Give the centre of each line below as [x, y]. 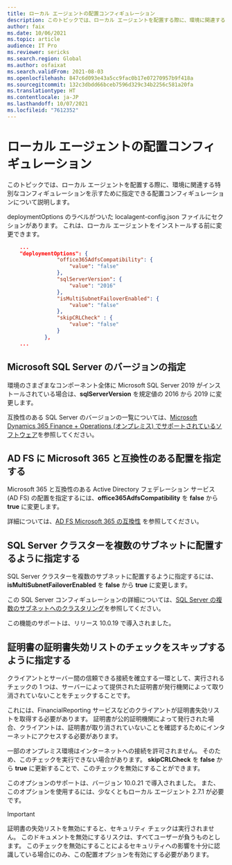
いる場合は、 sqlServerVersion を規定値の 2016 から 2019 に [130, 394]
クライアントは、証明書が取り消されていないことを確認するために [113, 727]
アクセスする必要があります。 [79, 736]
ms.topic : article [34, 40]
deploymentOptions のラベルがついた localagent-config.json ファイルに [109, 216]
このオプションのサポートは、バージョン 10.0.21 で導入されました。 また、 [114, 783]
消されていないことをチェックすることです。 [70, 695]
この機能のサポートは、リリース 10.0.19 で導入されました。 [91, 623]
